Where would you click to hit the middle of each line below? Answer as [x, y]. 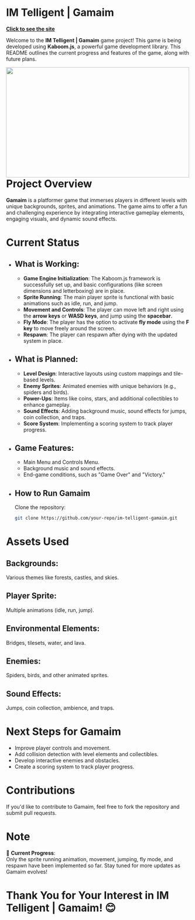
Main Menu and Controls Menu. [61, 462]
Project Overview [49, 184]
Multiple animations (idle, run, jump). [50, 610]
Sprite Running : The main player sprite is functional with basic [99, 297]
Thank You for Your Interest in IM [88, 896]
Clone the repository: [40, 507]
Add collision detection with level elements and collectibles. [87, 754]
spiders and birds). [46, 392]
